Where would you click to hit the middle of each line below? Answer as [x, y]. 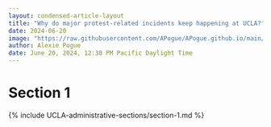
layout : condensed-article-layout [67, 16]
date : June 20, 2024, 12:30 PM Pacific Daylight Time [101, 53]
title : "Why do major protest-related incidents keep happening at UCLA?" [137, 23]
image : [19, 38]
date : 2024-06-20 [38, 31]
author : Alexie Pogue [45, 46]
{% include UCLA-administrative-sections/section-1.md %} [106, 115]
